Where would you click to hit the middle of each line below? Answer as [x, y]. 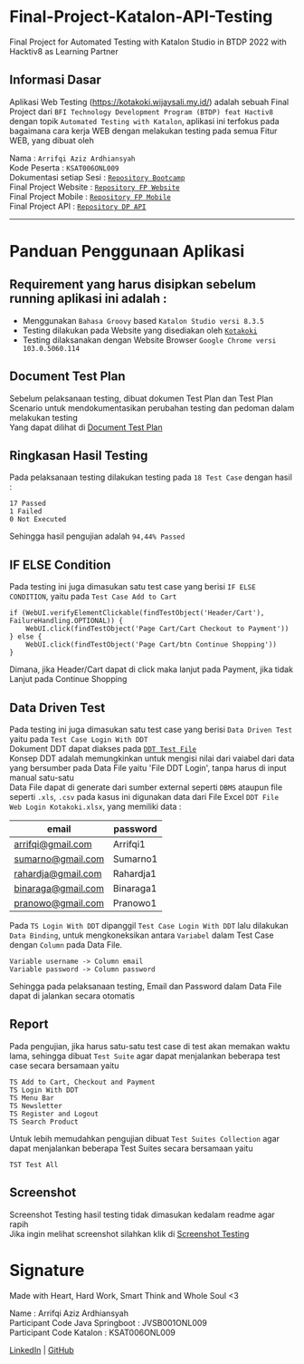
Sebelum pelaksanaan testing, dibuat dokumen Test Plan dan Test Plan [141, 398]
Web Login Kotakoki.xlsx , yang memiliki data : [95, 806]
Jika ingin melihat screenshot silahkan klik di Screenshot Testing [129, 1233]
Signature [47, 1270]
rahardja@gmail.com [58, 874]
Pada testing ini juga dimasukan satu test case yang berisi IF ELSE [133, 587]
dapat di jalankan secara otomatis [72, 996]
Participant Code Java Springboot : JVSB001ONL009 [109, 1322]
